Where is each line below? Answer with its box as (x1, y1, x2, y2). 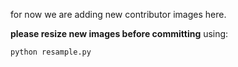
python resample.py (10, 47, 92, 57)
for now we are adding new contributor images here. (10, 9, 227, 20)
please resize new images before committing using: (10, 28, 229, 39)
